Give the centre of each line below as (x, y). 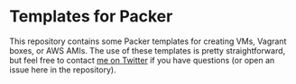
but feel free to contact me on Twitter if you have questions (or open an (142, 60)
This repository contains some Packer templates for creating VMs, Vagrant (148, 41)
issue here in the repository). (63, 70)
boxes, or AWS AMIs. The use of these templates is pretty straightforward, (148, 50)
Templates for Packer (91, 17)
